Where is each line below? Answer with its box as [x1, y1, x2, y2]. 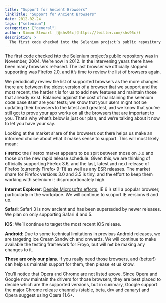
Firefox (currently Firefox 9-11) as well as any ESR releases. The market [5, 166, 150, 172]
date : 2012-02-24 [5, 16, 41, 21]
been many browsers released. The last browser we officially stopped [5, 63, 148, 69]
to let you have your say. [5, 120, 55, 126]
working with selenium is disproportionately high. [5, 176, 106, 182]
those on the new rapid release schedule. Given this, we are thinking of [5, 155, 150, 161]
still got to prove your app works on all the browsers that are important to [5, 110, 155, 116]
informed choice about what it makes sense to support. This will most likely [5, 135, 159, 141]
